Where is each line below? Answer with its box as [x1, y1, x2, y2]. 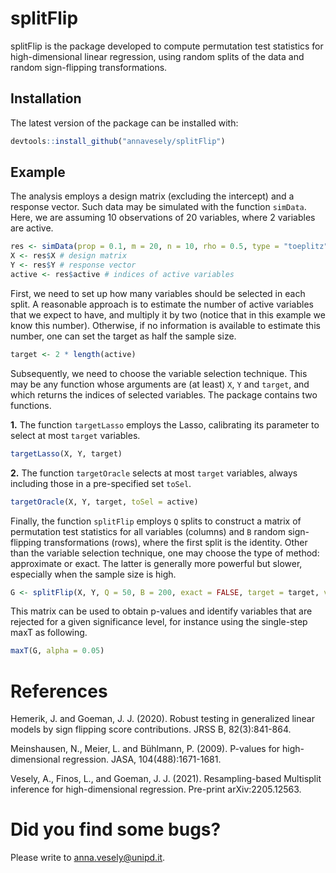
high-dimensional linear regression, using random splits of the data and [10, 50, 305, 62]
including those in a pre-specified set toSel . [10, 477, 192, 489]
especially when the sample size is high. [10, 568, 177, 580]
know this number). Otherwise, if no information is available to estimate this [10, 319, 321, 331]
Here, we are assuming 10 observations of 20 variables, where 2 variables [10, 212, 316, 224]
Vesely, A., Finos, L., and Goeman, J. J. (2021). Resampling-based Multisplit [10, 773, 322, 785]
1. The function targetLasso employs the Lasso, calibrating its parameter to [10, 418, 320, 431]
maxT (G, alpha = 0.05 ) [10, 646, 105, 656]
